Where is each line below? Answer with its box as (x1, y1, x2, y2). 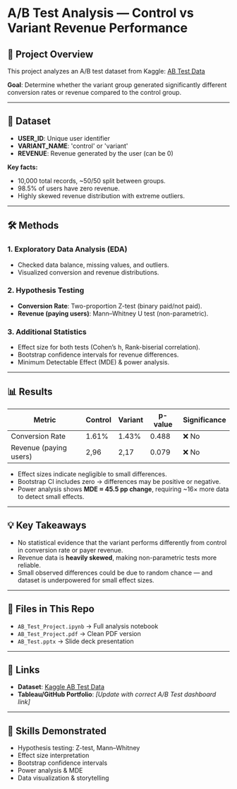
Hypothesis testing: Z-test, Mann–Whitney (17, 744, 140, 752)
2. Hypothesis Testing (7, 285, 85, 295)
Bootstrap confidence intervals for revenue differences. (17, 350, 179, 359)
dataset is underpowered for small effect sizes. (17, 575, 154, 584)
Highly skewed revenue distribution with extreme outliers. (17, 191, 186, 200)
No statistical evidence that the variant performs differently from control (17, 538, 227, 546)
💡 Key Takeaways (7, 519, 87, 531)
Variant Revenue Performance (7, 20, 188, 36)
